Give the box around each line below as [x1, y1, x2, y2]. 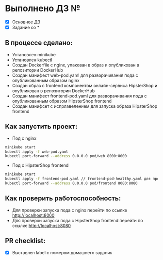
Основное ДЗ [12, 19, 40, 25]
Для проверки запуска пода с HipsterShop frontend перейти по [12, 217, 143, 223]
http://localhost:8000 [12, 212, 55, 218]
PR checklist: [5, 237, 46, 245]
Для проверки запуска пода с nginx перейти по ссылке [12, 207, 128, 213]
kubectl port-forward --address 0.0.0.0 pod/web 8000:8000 [5, 154, 127, 159]
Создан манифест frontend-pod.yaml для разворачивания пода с [12, 93, 147, 98]
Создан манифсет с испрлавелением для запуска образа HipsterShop [12, 103, 158, 109]
